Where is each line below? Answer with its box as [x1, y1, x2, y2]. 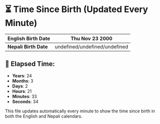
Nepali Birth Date [7, 43, 48, 50]
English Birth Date [7, 35, 50, 42]
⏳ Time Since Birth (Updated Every [5, 4, 148, 15]
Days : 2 [12, 83, 28, 89]
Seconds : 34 [12, 98, 39, 105]
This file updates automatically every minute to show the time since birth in [5, 108, 156, 114]
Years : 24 [12, 72, 32, 78]
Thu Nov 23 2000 [70, 35, 113, 42]
